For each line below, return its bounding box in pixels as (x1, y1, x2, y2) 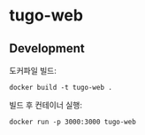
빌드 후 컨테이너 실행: (9, 99, 82, 110)
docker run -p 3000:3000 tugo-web (9, 117, 137, 126)
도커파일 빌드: (9, 66, 57, 75)
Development (9, 41, 86, 56)
